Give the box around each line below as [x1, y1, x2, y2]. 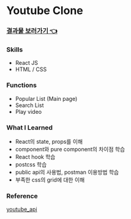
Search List [15, 102, 44, 109]
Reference [6, 191, 38, 200]
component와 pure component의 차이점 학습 [15, 146, 125, 153]
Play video [15, 108, 42, 115]
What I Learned [6, 123, 53, 132]
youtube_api [6, 206, 38, 213]
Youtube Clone [6, 4, 84, 18]
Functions [6, 81, 37, 89]
